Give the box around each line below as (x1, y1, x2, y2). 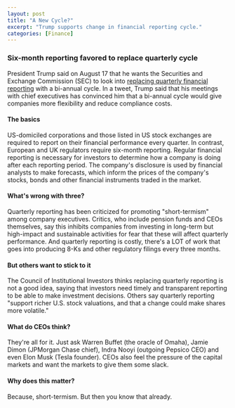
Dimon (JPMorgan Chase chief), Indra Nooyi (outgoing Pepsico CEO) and (7, 345, 220, 354)
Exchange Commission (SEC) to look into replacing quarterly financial (7, 77, 208, 85)
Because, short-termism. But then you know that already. (7, 392, 173, 401)
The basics (7, 115, 41, 124)
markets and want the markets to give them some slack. (7, 360, 169, 369)
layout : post (7, 10, 46, 18)
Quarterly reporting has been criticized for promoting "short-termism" (7, 207, 209, 215)
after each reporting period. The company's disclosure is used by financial (7, 160, 223, 169)
